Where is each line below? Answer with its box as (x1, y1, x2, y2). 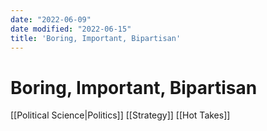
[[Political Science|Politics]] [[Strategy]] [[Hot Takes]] (10, 109, 231, 121)
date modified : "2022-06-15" (10, 24, 132, 34)
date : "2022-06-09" (10, 14, 92, 25)
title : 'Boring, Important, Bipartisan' (10, 33, 182, 43)
